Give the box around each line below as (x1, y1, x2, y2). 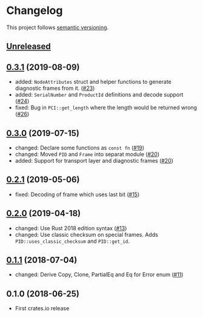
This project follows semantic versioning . (6, 24, 109, 31)
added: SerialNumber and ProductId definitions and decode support (15, 91, 184, 98)
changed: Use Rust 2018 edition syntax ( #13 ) (15, 224, 127, 231)
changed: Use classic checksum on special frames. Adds (15, 231, 159, 238)
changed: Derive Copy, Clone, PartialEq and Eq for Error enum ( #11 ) (15, 271, 184, 278)
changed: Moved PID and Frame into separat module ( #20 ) (15, 150, 160, 158)
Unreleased (6, 41, 52, 52)
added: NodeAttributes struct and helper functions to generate (15, 78, 171, 86)
